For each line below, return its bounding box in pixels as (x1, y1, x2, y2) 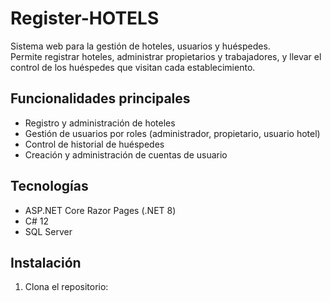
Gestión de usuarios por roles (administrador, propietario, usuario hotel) (24, 127, 321, 139)
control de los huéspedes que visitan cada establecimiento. (10, 61, 256, 73)
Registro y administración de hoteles (24, 117, 176, 129)
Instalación (10, 254, 82, 271)
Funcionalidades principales (10, 90, 191, 107)
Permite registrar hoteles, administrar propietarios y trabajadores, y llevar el (10, 50, 322, 62)
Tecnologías (10, 178, 89, 195)
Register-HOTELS (10, 7, 160, 30)
